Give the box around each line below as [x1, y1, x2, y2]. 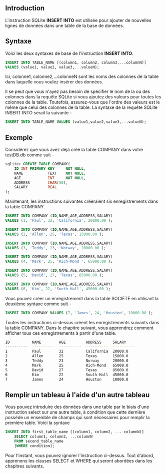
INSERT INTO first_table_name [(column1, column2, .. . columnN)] [5, 430, 144, 435]
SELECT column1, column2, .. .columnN [14, 434, 93, 439]
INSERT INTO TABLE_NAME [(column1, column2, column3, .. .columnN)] [5, 60, 146, 65]
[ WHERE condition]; [14, 443, 55, 449]
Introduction [5, 4, 45, 12]
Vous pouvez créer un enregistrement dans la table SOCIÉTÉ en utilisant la [5, 295, 159, 301]
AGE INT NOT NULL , [14, 175, 86, 180]
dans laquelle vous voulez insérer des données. [5, 79, 103, 85]
